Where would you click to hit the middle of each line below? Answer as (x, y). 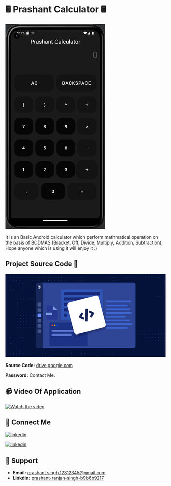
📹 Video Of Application (43, 392)
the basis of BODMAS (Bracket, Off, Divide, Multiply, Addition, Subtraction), (84, 242)
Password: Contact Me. (30, 375)
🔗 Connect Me (28, 423)
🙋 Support (22, 460)
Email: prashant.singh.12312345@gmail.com (59, 473)
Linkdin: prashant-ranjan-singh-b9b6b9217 (58, 478)
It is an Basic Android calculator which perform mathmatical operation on (82, 237)
